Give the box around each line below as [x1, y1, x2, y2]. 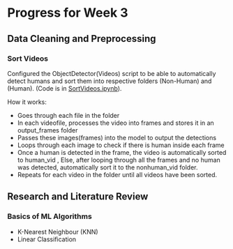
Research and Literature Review [7, 190, 149, 203]
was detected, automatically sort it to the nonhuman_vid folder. [17, 163, 198, 172]
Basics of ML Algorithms [7, 211, 92, 221]
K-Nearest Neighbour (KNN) [17, 227, 99, 236]
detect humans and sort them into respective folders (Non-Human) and [7, 77, 212, 85]
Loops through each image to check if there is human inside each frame [17, 141, 225, 149]
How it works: [7, 98, 47, 106]
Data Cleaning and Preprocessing [7, 33, 156, 45]
